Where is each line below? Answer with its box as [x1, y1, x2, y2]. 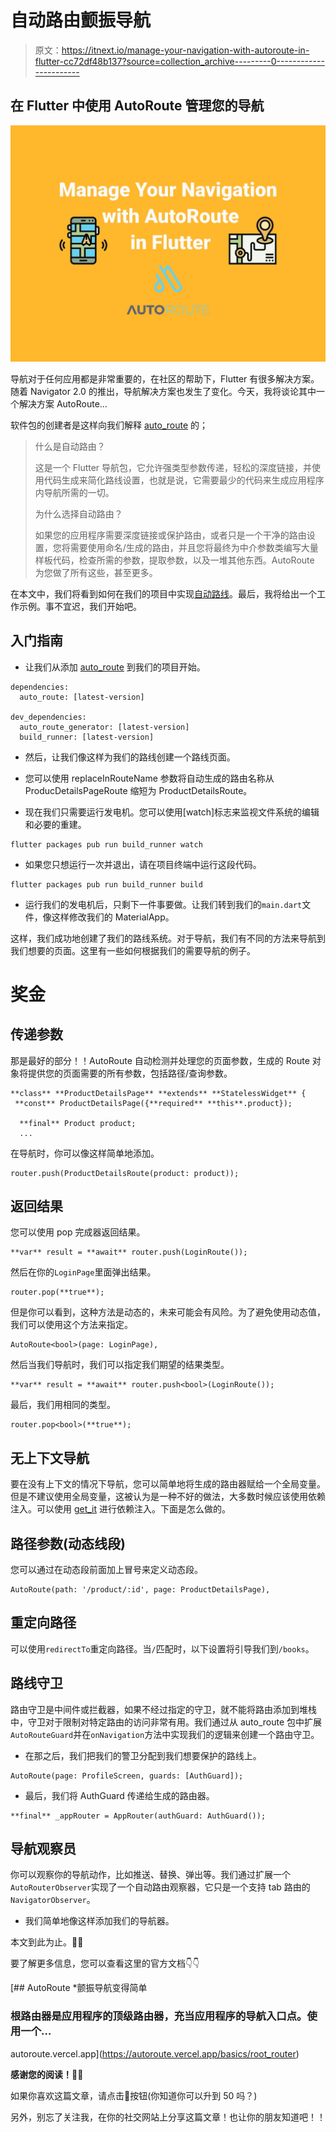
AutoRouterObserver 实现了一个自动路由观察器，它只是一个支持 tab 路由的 [10, 1881, 311, 1893]
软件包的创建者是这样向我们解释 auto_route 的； [10, 419, 209, 431]
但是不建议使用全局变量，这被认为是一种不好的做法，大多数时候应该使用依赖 [10, 1491, 326, 1503]
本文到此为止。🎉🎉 [10, 1936, 84, 1948]
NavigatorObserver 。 [10, 1894, 96, 1906]
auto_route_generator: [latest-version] [19, 722, 190, 732]
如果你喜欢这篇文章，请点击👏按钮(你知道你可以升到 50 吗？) [10, 2089, 258, 2101]
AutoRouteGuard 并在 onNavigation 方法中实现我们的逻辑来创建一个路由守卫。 [10, 1728, 320, 1740]
